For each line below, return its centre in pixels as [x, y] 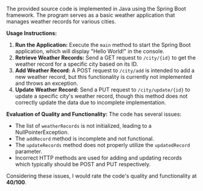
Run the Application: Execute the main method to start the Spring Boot [103, 45]
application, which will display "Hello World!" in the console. [90, 51]
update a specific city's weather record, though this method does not [101, 96]
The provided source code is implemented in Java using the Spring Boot [96, 9]
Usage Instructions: [32, 33]
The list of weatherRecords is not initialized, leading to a [83, 126]
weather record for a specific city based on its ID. [76, 64]
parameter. [28, 151]
